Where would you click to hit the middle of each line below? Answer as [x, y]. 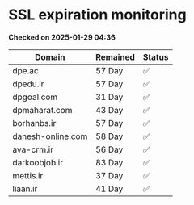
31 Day [110, 97]
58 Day [110, 136]
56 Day [110, 149]
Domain [51, 56]
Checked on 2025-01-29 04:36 [62, 37]
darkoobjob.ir [38, 162]
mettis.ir [28, 175]
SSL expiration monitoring [98, 15]
